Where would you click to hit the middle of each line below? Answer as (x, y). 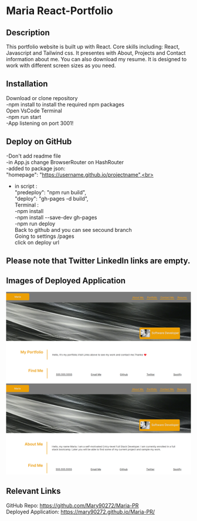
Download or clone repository (42, 98)
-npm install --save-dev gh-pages (56, 217)
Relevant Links (33, 491)
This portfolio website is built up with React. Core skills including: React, (93, 47)
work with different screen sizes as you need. (61, 65)
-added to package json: (36, 168)
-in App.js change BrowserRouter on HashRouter (65, 162)
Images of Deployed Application (66, 281)
